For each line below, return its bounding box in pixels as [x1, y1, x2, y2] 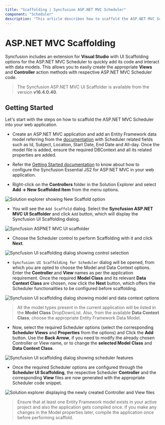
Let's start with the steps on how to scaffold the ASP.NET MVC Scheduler [5, 116, 154, 123]
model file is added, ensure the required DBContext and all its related [12, 147, 152, 153]
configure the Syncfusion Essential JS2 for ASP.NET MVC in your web [12, 167, 154, 173]
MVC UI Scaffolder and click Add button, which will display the [12, 211, 138, 217]
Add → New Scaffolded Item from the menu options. [12, 187, 119, 193]
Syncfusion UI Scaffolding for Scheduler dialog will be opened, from [12, 260, 155, 266]
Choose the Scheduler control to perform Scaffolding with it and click [12, 235, 153, 241]
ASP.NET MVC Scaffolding [5, 37, 116, 49]
